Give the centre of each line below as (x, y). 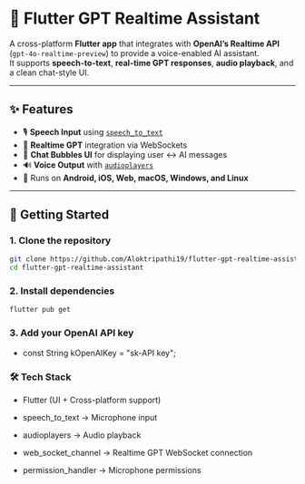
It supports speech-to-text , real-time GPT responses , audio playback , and (152, 63)
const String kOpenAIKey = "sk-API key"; (99, 353)
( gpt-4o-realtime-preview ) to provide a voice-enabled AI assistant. (135, 53)
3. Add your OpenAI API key (72, 333)
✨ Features (41, 109)
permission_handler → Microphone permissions (112, 469)
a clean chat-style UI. (49, 73)
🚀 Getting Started (59, 215)
